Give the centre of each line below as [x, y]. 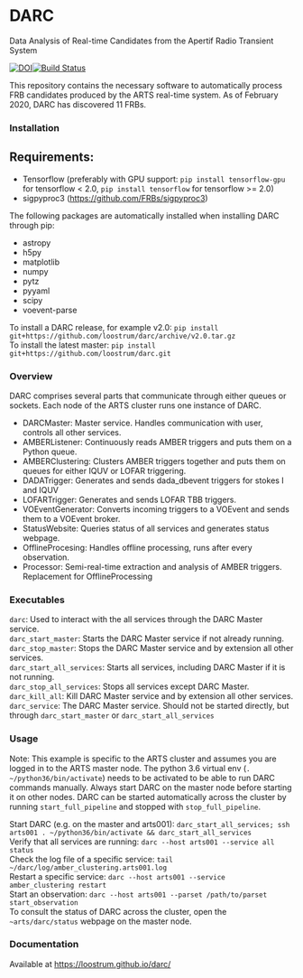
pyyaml [36, 291]
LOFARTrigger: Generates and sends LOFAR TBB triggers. [129, 499]
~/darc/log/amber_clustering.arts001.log [88, 868]
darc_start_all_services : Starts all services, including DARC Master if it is [147, 667]
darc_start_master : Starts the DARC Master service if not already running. [147, 638]
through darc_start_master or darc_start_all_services [112, 715]
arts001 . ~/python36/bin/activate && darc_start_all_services [131, 833]
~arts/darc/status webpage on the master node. [101, 921]
